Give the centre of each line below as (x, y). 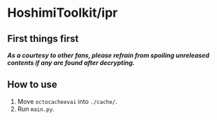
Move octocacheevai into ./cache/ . (67, 101)
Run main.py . (36, 109)
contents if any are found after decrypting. (71, 63)
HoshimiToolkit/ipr (62, 13)
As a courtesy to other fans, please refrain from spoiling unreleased (108, 55)
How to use (32, 85)
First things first (43, 39)
